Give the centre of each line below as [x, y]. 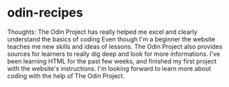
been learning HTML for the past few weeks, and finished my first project [112, 61]
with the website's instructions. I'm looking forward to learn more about [109, 68]
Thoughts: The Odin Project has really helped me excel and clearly [102, 32]
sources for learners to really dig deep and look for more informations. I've [114, 54]
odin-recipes [45, 13]
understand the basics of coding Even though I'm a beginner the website [111, 39]
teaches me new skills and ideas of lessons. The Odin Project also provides [115, 46]
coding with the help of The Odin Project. [66, 76]
